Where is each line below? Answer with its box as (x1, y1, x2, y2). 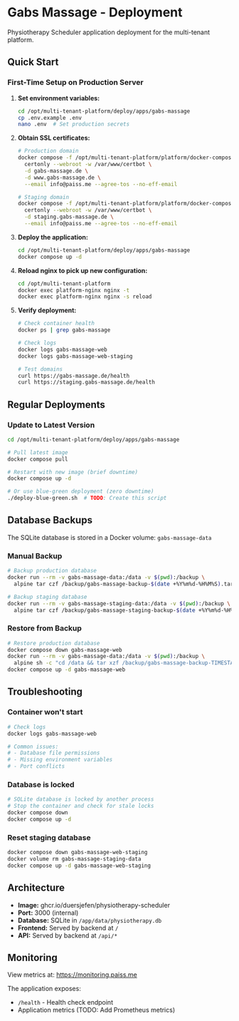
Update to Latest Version (7, 420, 95, 430)
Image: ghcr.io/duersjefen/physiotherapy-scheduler (17, 901, 171, 909)
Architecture (7, 882, 65, 894)
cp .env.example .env (17, 114, 82, 121)
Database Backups (7, 514, 92, 526)
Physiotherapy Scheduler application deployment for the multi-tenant (7, 28, 211, 36)
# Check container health (17, 320, 95, 327)
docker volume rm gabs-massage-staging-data (7, 856, 142, 863)
